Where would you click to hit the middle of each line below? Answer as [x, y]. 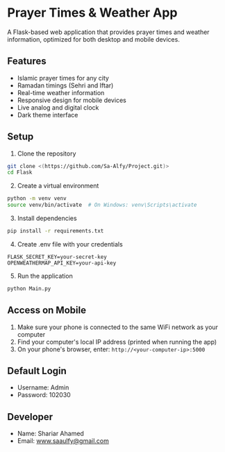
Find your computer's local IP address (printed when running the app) [117, 342]
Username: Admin [43, 387]
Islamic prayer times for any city [63, 78]
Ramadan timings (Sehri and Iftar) [65, 85]
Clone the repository [47, 153]
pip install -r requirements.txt [56, 231]
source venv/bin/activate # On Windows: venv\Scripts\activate [102, 205]
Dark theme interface [48, 115]
